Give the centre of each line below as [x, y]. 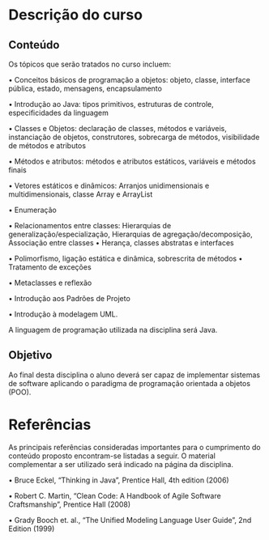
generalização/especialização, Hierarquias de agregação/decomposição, [130, 234]
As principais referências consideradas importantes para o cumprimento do [134, 447]
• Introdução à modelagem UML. [63, 314]
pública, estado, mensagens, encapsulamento [85, 88]
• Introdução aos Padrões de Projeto [70, 298]
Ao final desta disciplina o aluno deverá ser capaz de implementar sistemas [134, 375]
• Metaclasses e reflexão [50, 283]
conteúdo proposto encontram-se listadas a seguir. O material [112, 456]
